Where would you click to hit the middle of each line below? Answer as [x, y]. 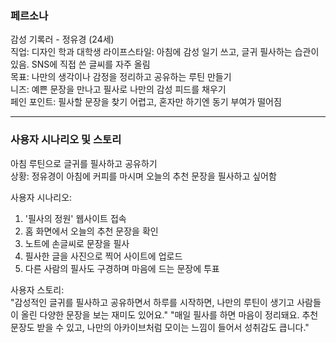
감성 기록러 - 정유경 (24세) [62, 39]
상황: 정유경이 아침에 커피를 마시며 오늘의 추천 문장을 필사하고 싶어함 [143, 176]
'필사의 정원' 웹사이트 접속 [75, 218]
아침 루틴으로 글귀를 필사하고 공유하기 [84, 163]
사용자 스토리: [37, 289]
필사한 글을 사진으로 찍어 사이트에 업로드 [103, 256]
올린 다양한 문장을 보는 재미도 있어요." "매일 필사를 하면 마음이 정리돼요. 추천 [169, 314]
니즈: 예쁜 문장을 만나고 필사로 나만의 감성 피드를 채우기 [118, 89]
